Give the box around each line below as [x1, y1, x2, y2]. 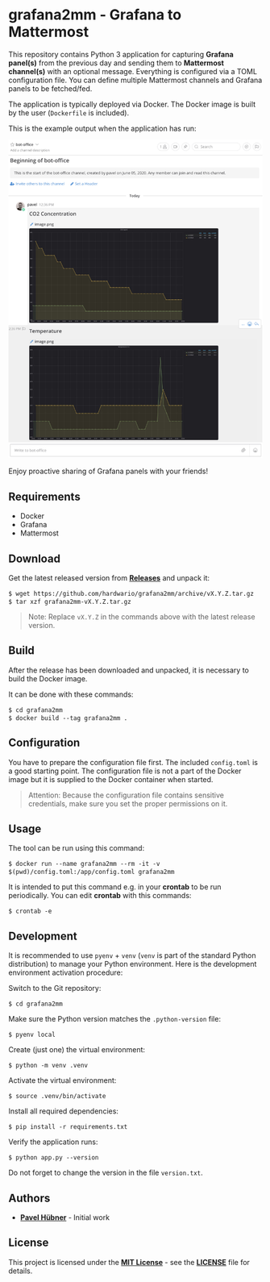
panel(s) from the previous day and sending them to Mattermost [8, 58, 224, 68]
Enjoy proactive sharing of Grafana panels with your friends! [8, 466, 209, 477]
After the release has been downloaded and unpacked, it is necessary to [8, 665, 250, 675]
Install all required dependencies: [8, 1106, 119, 1116]
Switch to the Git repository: [8, 984, 102, 993]
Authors [8, 1191, 51, 1205]
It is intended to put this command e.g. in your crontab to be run [8, 882, 222, 892]
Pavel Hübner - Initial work [19, 1213, 110, 1222]
